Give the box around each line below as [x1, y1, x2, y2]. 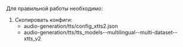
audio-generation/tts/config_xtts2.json [23, 23, 118, 29]
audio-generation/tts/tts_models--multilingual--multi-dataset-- [23, 29, 178, 36]
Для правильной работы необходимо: [6, 5, 103, 12]
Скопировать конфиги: [14, 16, 72, 23]
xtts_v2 [23, 35, 42, 42]
